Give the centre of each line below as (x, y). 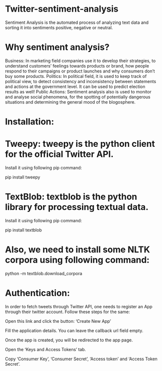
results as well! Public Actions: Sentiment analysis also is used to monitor (78, 91)
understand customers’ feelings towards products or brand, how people (77, 66)
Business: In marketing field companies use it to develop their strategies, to (80, 61)
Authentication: (37, 293)
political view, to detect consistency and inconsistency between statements (81, 81)
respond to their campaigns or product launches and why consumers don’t (80, 71)
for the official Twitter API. (59, 154)
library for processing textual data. (77, 207)
